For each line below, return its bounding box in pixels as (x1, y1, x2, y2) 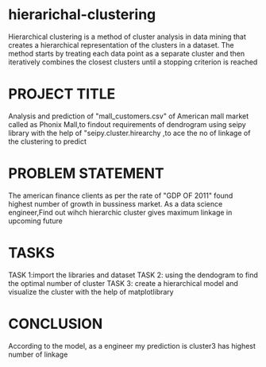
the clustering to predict (8, 137, 87, 146)
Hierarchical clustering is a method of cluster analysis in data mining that (8, 32, 246, 41)
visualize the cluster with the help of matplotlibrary (8, 287, 174, 296)
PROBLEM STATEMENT (8, 164, 164, 183)
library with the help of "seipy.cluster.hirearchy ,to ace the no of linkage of (8, 128, 251, 137)
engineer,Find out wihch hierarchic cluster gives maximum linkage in (8, 207, 233, 217)
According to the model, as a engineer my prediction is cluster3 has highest (8, 341, 256, 350)
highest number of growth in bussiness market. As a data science (8, 199, 223, 208)
